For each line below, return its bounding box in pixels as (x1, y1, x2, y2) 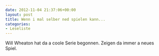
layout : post (5, 12, 33, 17)
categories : (5, 21, 30, 27)
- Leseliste (5, 26, 30, 31)
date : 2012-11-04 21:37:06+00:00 (5, 7, 76, 13)
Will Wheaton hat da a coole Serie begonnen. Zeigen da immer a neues (5, 40, 154, 46)
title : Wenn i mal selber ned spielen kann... (5, 17, 106, 22)
